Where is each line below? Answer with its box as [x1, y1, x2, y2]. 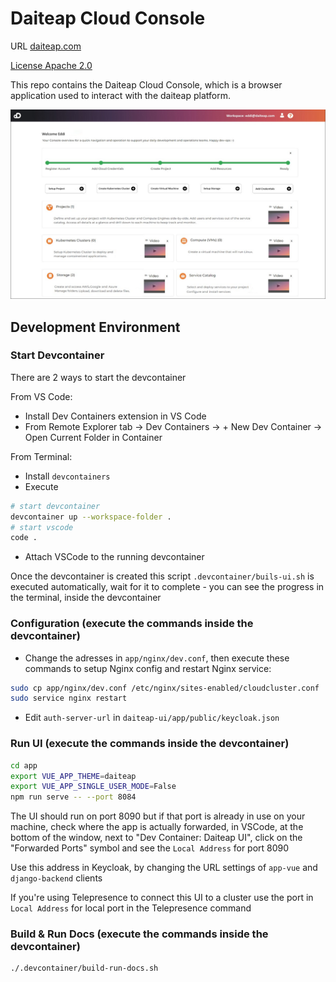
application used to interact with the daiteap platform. [10, 89, 231, 101]
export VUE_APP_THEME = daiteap [10, 771, 137, 781]
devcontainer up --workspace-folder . [10, 512, 172, 522]
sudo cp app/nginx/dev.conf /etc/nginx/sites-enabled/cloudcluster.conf [10, 683, 320, 693]
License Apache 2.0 [10, 59, 93, 71]
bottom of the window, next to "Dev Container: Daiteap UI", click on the [10, 832, 303, 844]
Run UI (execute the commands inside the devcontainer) [10, 737, 290, 751]
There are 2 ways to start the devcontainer [10, 371, 187, 383]
